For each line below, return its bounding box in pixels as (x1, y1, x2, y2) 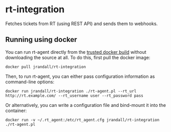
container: (5, 107, 27, 114)
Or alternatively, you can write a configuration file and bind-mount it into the (5, 102, 166, 108)
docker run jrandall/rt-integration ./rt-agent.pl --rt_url (5, 89, 137, 94)
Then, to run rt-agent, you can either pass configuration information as (5, 73, 155, 79)
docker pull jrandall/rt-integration (5, 64, 86, 70)
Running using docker (5, 35, 78, 44)
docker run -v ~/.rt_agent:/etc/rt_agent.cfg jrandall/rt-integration (5, 117, 160, 122)
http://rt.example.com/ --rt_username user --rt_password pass (5, 93, 144, 98)
